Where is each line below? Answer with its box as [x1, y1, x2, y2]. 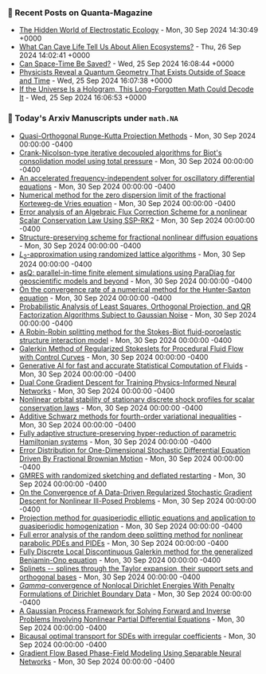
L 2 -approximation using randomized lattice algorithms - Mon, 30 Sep [18, 249, 246, 261]
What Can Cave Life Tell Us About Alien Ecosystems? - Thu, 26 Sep [18, 42, 241, 52]
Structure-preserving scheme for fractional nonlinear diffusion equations [18, 232, 258, 242]
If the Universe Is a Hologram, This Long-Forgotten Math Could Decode [18, 84, 254, 94]
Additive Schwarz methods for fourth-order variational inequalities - [18, 411, 242, 421]
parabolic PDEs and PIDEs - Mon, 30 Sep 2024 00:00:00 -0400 [18, 539, 229, 548]
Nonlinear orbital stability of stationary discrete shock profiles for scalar [18, 395, 256, 404]
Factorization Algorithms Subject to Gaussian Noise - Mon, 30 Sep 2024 [18, 310, 256, 320]
